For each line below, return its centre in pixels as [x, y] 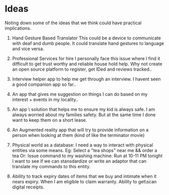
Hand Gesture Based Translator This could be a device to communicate [87, 38]
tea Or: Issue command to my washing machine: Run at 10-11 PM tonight [87, 156]
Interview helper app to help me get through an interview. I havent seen [86, 79]
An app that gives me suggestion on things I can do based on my [80, 94]
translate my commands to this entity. [51, 166]
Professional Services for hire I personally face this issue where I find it [86, 58]
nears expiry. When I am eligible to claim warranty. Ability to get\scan [84, 181]
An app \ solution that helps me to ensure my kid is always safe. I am [83, 109]
